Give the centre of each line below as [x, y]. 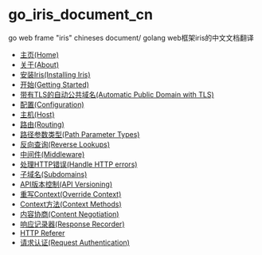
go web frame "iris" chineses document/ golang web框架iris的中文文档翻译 [131, 37]
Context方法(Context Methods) [70, 204]
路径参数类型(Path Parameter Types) [80, 134]
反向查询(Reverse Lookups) [65, 144]
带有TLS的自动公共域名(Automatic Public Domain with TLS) [117, 94]
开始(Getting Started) [55, 84]
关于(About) [39, 65]
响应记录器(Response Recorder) [72, 224]
